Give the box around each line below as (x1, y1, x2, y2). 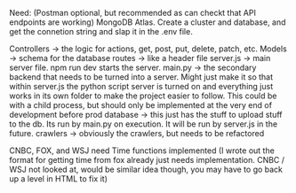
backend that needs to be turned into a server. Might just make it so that (9, 72, 274, 82)
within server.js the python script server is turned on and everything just (9, 81, 274, 91)
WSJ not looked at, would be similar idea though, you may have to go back (9, 164, 283, 174)
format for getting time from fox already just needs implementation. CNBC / (9, 155, 285, 165)
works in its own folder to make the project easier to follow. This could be (9, 90, 277, 101)
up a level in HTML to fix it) (9, 174, 108, 184)
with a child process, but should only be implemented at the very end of (9, 100, 273, 110)
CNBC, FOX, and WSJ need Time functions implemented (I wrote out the (9, 145, 276, 156)
